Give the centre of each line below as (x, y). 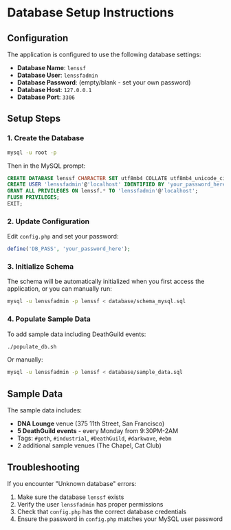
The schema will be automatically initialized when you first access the (106, 281)
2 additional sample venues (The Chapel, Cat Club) (89, 445)
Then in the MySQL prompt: (46, 166)
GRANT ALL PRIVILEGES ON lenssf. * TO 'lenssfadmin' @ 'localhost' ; (103, 191)
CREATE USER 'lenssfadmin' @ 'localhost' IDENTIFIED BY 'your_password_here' (118, 185)
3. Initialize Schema (41, 267)
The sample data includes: (45, 410)
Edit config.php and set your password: (63, 236)
